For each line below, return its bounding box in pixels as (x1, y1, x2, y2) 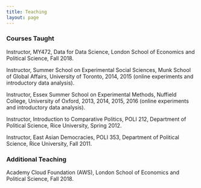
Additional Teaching (6, 155, 67, 163)
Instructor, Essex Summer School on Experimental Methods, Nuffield (6, 91, 177, 98)
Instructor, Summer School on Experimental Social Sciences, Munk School (6, 66, 191, 73)
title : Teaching (6, 8, 47, 15)
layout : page (6, 15, 39, 21)
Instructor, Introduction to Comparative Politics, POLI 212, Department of (6, 115, 187, 123)
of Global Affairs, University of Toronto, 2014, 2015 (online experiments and (6, 73, 194, 80)
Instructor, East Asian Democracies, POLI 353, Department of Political (6, 134, 179, 141)
